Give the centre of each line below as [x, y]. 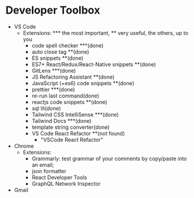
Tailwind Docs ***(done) [62, 121]
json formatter [49, 171]
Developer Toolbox [53, 10]
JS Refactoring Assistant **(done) [73, 77]
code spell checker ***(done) [68, 46]
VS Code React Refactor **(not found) [78, 133]
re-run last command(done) [65, 96]
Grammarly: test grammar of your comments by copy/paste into [109, 158]
